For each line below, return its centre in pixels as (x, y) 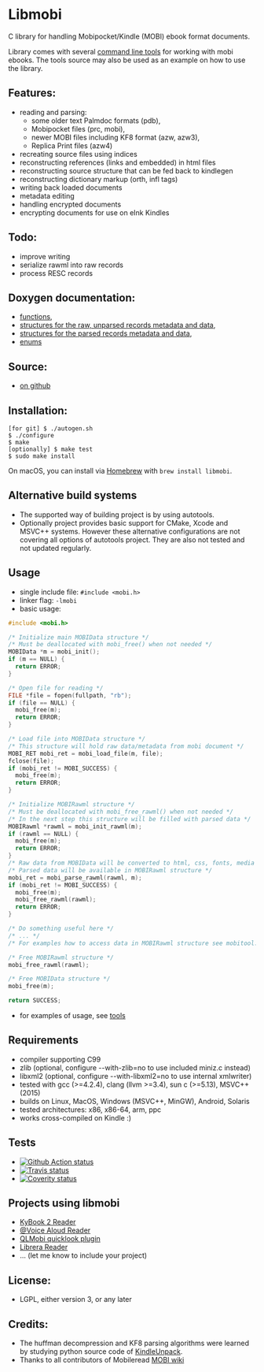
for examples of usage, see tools (72, 1015)
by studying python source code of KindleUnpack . (101, 1352)
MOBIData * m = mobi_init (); (54, 652)
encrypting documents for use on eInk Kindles (94, 212)
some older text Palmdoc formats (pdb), (96, 121)
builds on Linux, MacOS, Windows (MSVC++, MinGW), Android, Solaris (134, 1101)
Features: (32, 93)
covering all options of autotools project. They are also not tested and (132, 539)
